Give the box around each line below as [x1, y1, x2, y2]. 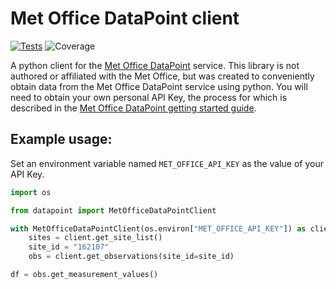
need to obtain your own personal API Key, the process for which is [10, 91, 288, 103]
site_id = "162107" [28, 242, 110, 252]
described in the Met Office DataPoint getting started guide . [10, 102, 257, 114]
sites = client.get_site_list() [28, 233, 163, 243]
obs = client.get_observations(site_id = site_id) [28, 252, 235, 262]
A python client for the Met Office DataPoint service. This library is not [10, 59, 300, 71]
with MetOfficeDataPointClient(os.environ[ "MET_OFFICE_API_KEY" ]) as [10, 223, 307, 234]
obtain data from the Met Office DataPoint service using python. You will [10, 80, 308, 92]
